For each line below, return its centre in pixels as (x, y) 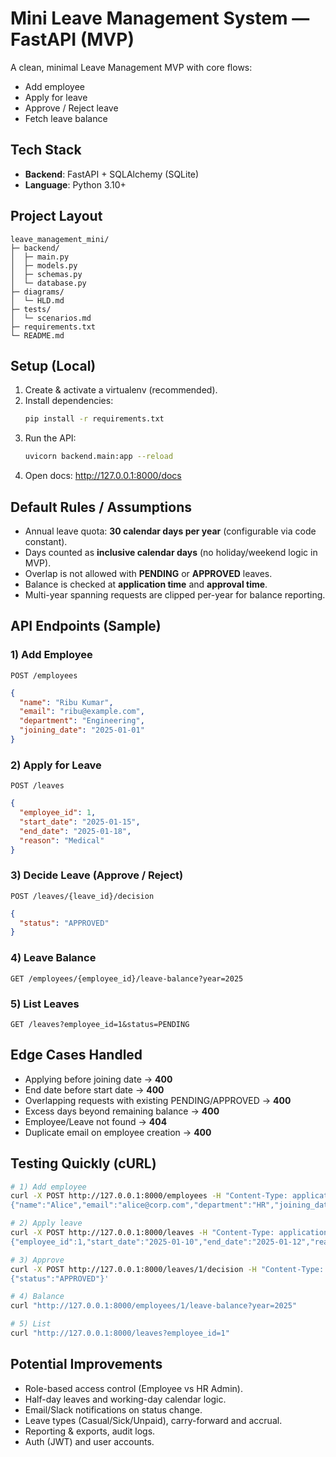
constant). (46, 541)
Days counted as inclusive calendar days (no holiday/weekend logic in (171, 552)
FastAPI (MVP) (72, 39)
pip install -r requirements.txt (94, 419)
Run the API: (50, 438)
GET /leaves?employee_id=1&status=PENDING (100, 1024)
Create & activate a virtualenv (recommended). (121, 390)
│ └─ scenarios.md (51, 318)
